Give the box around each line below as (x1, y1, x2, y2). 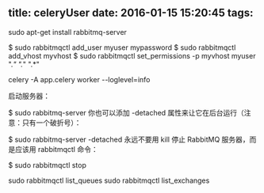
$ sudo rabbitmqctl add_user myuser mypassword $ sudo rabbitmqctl (8, 43, 236, 52)
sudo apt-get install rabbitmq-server (8, 27, 127, 36)
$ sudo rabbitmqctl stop (8, 160, 87, 169)
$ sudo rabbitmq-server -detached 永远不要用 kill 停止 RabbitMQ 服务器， (8, 134, 250, 144)
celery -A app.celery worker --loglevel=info (8, 74, 151, 84)
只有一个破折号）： (21, 118, 82, 127)
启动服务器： (8, 91, 50, 100)
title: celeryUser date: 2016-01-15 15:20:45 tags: (8, 6, 254, 20)
